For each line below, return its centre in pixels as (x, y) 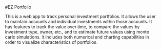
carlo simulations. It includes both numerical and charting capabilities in (77, 37)
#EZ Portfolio (18, 7)
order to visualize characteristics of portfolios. (51, 42)
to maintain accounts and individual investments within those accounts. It (79, 22)
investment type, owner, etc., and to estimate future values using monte (77, 32)
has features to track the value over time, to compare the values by (72, 27)
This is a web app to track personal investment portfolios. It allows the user (80, 16)
